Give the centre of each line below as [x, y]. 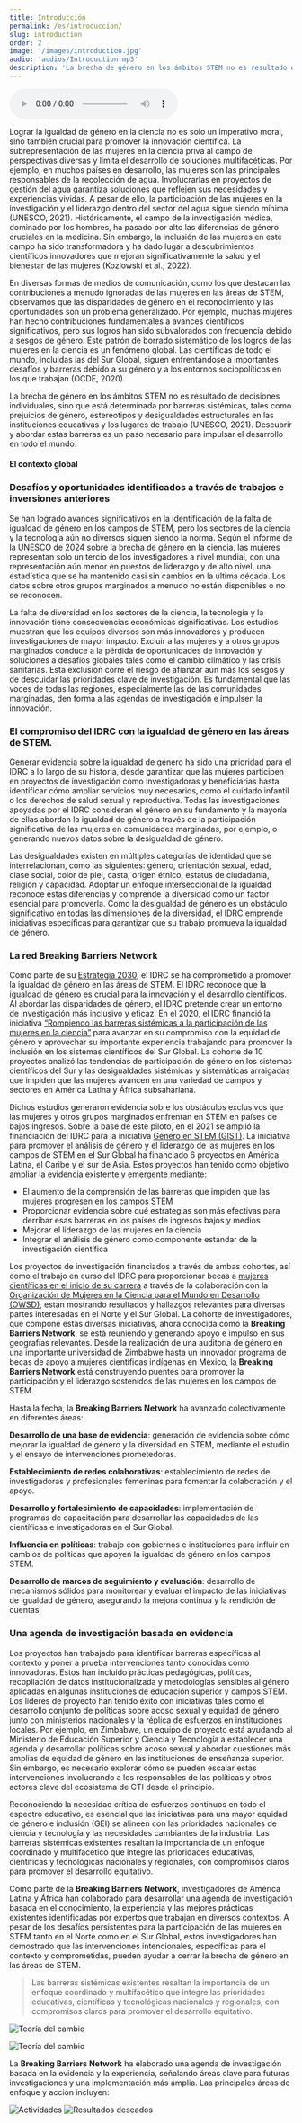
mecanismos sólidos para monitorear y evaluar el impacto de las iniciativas [148, 1591]
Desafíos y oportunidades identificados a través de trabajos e [147, 488]
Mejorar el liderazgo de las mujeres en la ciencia [112, 1230]
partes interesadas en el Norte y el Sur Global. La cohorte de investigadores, [151, 1314]
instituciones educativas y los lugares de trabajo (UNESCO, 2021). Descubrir [151, 425]
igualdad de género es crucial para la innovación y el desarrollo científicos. [148, 994]
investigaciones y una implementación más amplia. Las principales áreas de [150, 2083]
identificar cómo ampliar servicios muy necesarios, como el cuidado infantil [149, 791]
